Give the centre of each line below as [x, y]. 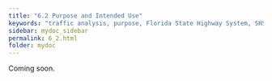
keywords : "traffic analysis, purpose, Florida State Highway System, [130, 23]
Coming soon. [32, 68]
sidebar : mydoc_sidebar [49, 30]
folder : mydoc [32, 46]
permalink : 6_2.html [43, 38]
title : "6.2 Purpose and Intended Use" [76, 16]
